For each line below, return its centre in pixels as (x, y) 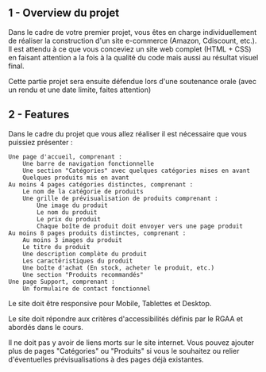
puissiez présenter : (40, 142)
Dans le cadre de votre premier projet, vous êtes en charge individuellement (133, 32)
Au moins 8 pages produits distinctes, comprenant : (97, 233)
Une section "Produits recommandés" (83, 274)
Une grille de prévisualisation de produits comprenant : (120, 198)
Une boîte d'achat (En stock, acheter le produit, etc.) (119, 268)
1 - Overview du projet (64, 13)
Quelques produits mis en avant (76, 178)
